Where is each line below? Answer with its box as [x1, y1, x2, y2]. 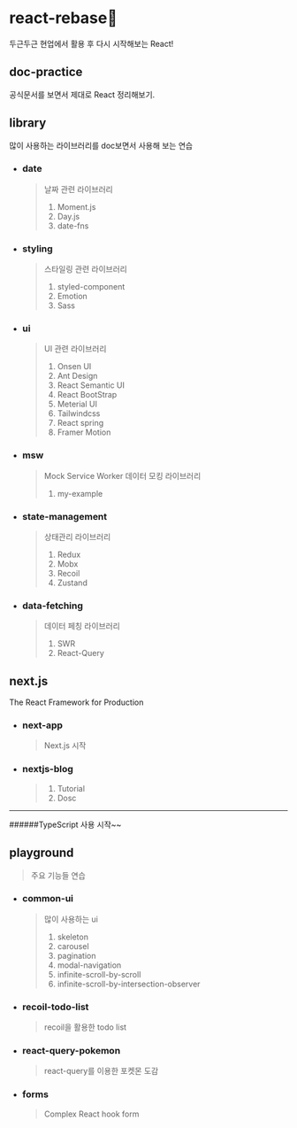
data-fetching [21, 599, 84, 612]
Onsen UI [57, 361, 92, 372]
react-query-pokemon [21, 1045, 121, 1057]
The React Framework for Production [9, 697, 144, 707]
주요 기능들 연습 [30, 869, 86, 880]
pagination [57, 950, 96, 961]
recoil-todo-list [21, 1001, 89, 1013]
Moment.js [57, 201, 96, 212]
